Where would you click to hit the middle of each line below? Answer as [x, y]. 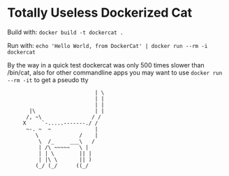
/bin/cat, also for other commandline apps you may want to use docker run [115, 72]
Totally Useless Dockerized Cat [100, 13]
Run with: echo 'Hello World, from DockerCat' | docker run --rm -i [108, 45]
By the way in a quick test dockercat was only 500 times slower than [106, 65]
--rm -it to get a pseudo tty [48, 80]
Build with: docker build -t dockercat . [65, 32]
